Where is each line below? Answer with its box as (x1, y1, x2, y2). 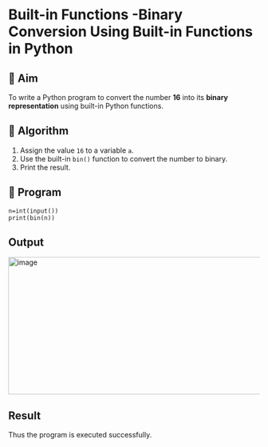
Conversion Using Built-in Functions (8, 22, 254, 41)
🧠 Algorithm (8, 124, 69, 138)
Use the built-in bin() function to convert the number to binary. (19, 154, 228, 163)
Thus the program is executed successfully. (8, 430, 152, 440)
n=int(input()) (8, 206, 59, 215)
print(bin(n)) (8, 214, 56, 222)
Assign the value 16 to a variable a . (19, 146, 134, 155)
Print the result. (19, 162, 71, 172)
